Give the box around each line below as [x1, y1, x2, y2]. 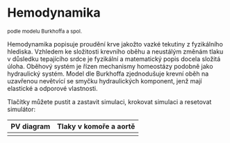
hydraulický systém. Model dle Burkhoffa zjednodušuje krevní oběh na [7, 69, 209, 78]
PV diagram [10, 121, 51, 131]
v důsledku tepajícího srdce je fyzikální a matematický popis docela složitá [7, 54, 221, 63]
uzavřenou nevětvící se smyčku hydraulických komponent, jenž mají [7, 76, 202, 85]
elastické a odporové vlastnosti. [7, 84, 99, 92]
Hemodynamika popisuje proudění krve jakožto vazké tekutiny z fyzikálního [7, 40, 224, 48]
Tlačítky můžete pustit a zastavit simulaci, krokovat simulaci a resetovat [7, 97, 212, 106]
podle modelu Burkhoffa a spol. [7, 28, 82, 35]
